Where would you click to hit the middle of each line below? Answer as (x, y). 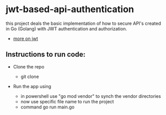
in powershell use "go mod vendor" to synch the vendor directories (91, 96)
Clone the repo (29, 66)
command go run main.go (48, 107)
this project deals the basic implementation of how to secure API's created (84, 23)
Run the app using (32, 86)
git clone (30, 76)
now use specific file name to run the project (67, 101)
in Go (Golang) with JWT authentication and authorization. (66, 28)
